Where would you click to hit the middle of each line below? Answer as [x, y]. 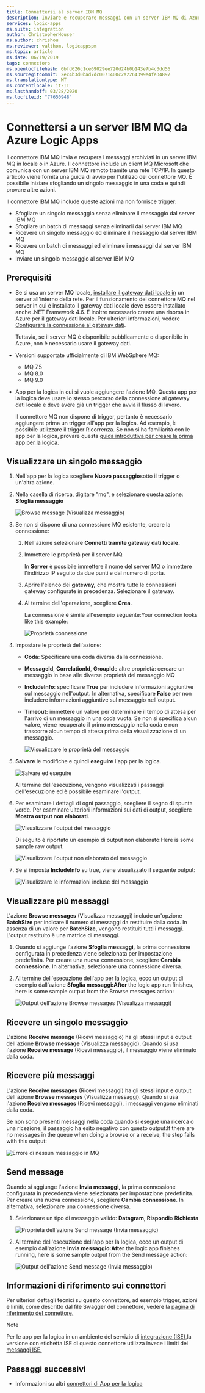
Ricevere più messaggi [50, 1075]
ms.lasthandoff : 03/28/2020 [42, 92]
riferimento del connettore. [40, 1313]
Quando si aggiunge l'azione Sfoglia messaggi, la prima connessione [103, 947]
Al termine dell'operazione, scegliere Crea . [78, 603]
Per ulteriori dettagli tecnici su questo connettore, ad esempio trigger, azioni [102, 1300]
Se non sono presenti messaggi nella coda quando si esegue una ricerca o [100, 1121]
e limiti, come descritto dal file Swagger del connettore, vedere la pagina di [101, 1307]
